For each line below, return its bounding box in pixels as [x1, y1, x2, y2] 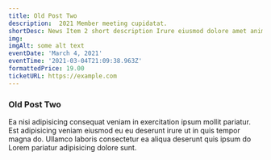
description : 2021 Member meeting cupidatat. [8, 19, 168, 27]
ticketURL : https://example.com [8, 72, 117, 80]
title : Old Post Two [8, 11, 78, 20]
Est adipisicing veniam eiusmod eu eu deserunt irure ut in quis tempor [8, 125, 240, 135]
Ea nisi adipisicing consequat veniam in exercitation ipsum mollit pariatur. [8, 116, 252, 126]
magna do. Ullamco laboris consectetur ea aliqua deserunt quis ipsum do [8, 134, 252, 144]
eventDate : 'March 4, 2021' [8, 49, 103, 57]
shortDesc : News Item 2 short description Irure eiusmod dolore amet [8, 27, 248, 35]
